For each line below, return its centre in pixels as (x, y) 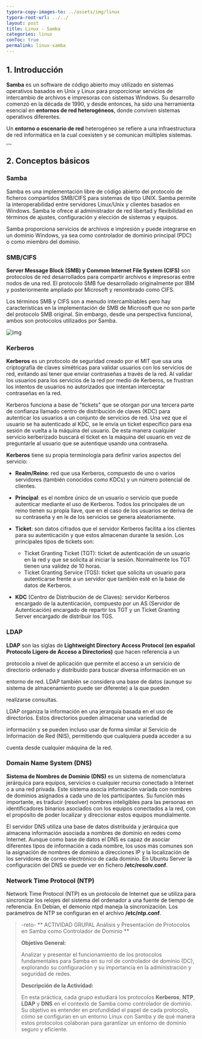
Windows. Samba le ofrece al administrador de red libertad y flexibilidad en (99, 211)
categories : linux (29, 34)
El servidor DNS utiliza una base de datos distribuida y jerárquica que (93, 826)
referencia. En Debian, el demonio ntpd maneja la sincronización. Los (92, 907)
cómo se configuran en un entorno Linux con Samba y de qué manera (108, 1017)
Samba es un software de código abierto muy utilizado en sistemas (90, 85)
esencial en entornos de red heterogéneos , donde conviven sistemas (93, 110)
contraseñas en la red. (34, 393)
